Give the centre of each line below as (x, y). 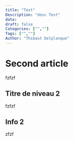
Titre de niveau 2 (33, 94)
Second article (37, 64)
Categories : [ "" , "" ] (27, 29)
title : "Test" (20, 10)
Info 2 (15, 122)
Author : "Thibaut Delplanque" (38, 39)
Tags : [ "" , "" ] (20, 34)
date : (11, 19)
